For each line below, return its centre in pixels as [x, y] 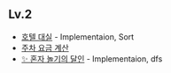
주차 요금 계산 [45, 47]
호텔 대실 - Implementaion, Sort [78, 36]
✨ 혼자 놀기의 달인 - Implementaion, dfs [92, 58]
